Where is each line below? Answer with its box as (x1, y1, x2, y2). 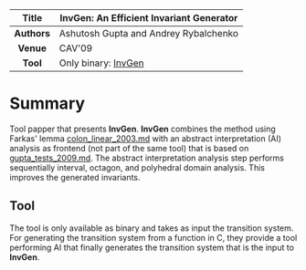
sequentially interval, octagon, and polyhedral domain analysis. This (9, 161, 265, 172)
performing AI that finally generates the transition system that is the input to (9, 242, 295, 253)
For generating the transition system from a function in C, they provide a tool (9, 232, 298, 243)
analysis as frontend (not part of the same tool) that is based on (9, 142, 249, 153)
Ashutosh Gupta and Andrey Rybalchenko (58, 27, 239, 39)
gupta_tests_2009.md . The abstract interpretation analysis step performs (9, 152, 285, 163)
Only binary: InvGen (58, 57, 144, 69)
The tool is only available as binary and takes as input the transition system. (9, 223, 294, 234)
